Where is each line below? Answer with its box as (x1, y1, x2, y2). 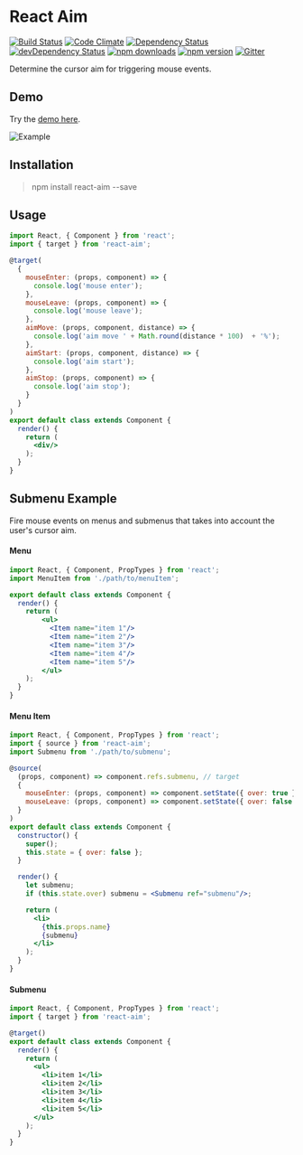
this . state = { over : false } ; (25, 848, 143, 857)
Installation (9, 157, 74, 173)
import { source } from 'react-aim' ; (9, 739, 151, 748)
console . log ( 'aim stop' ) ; (32, 382, 131, 391)
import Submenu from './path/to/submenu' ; (9, 747, 171, 756)
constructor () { (17, 831, 78, 840)
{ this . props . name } (41, 922, 111, 932)
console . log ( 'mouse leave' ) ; (32, 306, 143, 315)
